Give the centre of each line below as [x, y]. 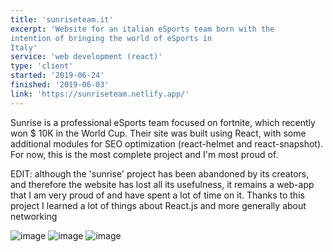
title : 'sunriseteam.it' [62, 19]
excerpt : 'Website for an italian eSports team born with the [142, 29]
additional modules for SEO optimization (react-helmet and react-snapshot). [167, 143]
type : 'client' [42, 66]
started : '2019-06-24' [57, 76]
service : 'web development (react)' [86, 57]
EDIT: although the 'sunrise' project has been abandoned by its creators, [160, 173]
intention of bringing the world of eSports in [111, 38]
